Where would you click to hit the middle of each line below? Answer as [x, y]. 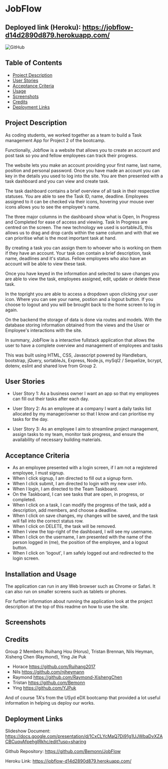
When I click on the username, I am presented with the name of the [82, 537]
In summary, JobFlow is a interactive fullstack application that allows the [80, 340]
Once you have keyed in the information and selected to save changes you [82, 273]
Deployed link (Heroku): [43, 27]
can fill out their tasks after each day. [51, 399]
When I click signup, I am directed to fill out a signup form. [73, 478]
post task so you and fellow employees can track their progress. [71, 155]
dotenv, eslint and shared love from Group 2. [51, 366]
